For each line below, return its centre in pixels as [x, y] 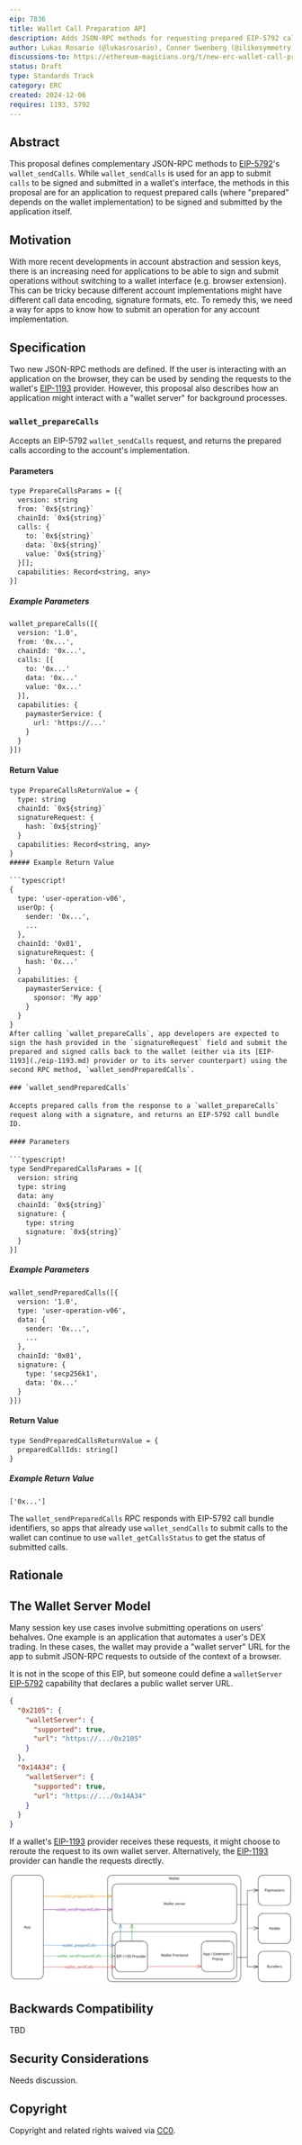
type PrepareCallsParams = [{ [66, 491]
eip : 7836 [28, 19]
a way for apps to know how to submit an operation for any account [135, 310]
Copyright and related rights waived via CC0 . [93, 2131]
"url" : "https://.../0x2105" [88, 1739]
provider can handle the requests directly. [87, 1861]
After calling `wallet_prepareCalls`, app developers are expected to [144, 1033]
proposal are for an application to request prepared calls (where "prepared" [149, 193]
